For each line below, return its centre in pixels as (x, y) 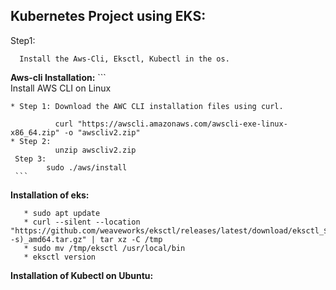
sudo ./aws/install (87, 167)
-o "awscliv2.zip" (102, 132)
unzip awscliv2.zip (95, 150)
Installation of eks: (50, 195)
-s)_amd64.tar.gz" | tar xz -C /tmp (86, 239)
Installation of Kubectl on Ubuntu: (82, 275)
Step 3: (30, 159)
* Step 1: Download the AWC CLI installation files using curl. (147, 106)
